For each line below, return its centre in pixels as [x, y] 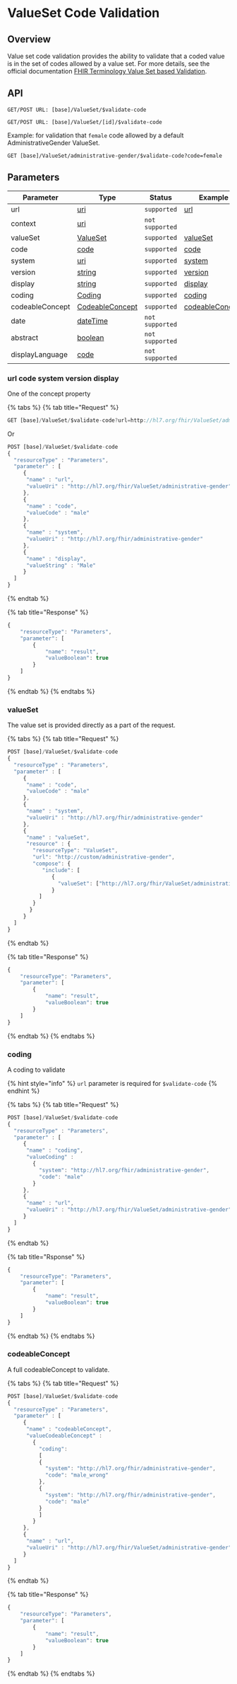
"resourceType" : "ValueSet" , [75, 851]
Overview [29, 39]
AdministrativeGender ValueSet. [54, 142]
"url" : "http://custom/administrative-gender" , [104, 857]
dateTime [92, 321]
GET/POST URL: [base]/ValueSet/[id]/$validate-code [85, 122]
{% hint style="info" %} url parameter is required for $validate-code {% [112, 1083]
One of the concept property [49, 394]
